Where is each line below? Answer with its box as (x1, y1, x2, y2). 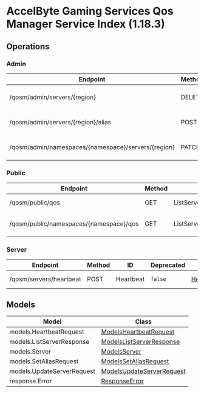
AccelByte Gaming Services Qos (6, 4, 174, 18)
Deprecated (151, 261, 186, 269)
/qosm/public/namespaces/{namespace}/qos (9, 220, 139, 228)
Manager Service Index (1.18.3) (6, 17, 165, 31)
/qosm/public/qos (9, 198, 60, 207)
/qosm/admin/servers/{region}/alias (9, 118, 111, 126)
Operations (6, 41, 50, 52)
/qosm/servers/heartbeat (9, 275, 81, 283)
